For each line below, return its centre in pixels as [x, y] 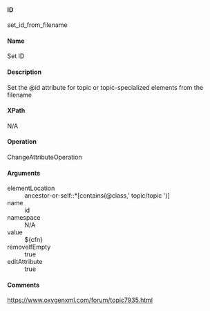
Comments [23, 285]
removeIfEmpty [29, 247]
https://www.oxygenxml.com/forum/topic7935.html [80, 300]
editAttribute [25, 262]
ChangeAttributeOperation [45, 157]
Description [25, 72]
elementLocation [31, 188]
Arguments [24, 173]
